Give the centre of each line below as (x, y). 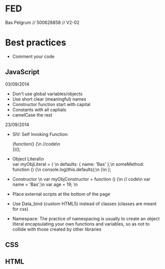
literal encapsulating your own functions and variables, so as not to (81, 224)
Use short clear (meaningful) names (49, 99)
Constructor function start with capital (51, 104)
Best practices (36, 43)
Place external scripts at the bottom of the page (61, 194)
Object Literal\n (28, 159)
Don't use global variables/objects (47, 94)
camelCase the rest (32, 115)
